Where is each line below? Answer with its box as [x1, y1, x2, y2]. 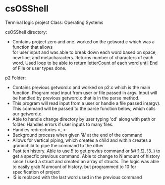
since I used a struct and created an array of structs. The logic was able [12, 158, 160, 164]
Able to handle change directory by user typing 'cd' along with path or [12, 116, 156, 122]
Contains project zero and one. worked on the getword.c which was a [12, 38, 155, 45]
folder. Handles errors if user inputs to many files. [12, 121, 114, 127]
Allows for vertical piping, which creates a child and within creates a [12, 137, 152, 143]
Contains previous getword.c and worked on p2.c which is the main [12, 84, 150, 90]
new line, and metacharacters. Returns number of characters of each [12, 54, 154, 60]
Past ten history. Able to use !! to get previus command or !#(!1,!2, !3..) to [12, 148, 161, 154]
